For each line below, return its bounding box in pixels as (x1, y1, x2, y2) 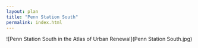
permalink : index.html (6, 19, 62, 25)
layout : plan (6, 8, 39, 15)
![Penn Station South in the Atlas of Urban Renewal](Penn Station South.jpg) (6, 36, 193, 43)
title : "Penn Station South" (6, 14, 78, 20)
